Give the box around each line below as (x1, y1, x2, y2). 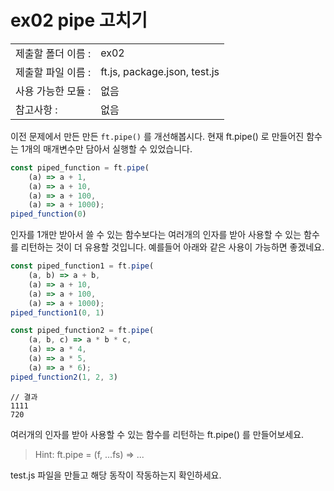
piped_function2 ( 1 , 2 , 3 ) (10, 372, 118, 382)
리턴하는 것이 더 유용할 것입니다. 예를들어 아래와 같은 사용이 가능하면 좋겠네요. (20, 241, 325, 253)
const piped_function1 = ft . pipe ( (10, 261, 155, 271)
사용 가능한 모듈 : (15, 84, 92, 98)
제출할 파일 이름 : (15, 65, 92, 79)
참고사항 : (15, 102, 58, 116)
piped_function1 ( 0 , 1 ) (10, 307, 105, 318)
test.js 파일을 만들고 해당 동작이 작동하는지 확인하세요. (10, 469, 222, 481)
